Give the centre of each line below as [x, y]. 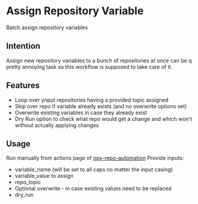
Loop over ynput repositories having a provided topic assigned [92, 100]
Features [23, 85]
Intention [23, 46]
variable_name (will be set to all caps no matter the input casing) [94, 170]
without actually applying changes [57, 125]
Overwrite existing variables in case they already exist [81, 112]
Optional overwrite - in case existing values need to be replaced [93, 189]
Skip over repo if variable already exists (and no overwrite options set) [101, 106]
